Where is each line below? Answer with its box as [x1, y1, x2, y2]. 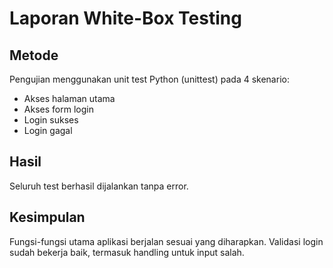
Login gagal [23, 125, 73, 136]
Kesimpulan [9, 209, 86, 226]
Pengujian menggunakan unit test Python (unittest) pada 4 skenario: [9, 73, 290, 85]
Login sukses [23, 114, 79, 126]
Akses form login [23, 103, 94, 115]
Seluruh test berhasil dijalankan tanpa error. [9, 180, 189, 192]
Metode [9, 47, 59, 64]
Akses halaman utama [23, 93, 116, 104]
